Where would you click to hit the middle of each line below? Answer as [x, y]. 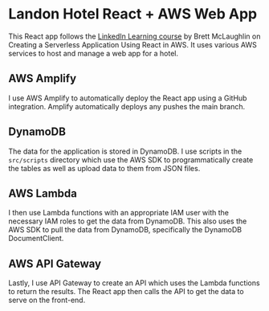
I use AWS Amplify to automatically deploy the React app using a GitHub [128, 98]
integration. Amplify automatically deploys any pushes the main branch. [127, 106]
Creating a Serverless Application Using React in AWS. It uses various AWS [132, 44]
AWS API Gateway [55, 263]
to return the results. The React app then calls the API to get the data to [126, 292]
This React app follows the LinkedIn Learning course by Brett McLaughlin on [134, 36]
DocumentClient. [36, 239]
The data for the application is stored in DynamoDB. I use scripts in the [125, 151]
